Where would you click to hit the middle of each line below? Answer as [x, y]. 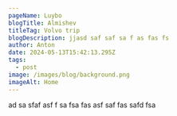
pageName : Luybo [35, 15]
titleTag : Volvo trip [44, 30]
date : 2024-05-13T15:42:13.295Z [62, 52]
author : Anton [32, 45]
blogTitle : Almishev [43, 23]
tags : [17, 60]
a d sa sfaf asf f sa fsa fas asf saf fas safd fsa [82, 105]
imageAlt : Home [33, 82]
